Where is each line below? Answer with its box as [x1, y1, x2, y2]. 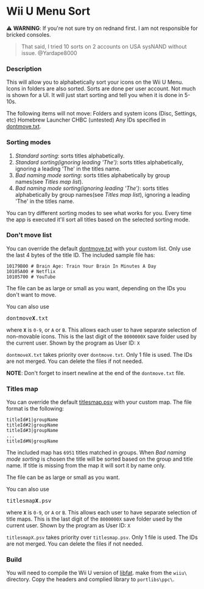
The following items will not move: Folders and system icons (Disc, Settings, [6, 110, 197, 117]
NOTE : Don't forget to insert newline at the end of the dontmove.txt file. [6, 369, 186, 376]
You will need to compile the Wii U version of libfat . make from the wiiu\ [6, 569, 188, 577]
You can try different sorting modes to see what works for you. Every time [6, 209, 192, 216]
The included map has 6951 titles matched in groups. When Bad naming [6, 449, 186, 456]
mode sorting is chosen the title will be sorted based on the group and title [6, 455, 193, 463]
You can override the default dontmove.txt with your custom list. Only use [6, 244, 191, 252]
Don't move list [6, 231, 52, 240]
